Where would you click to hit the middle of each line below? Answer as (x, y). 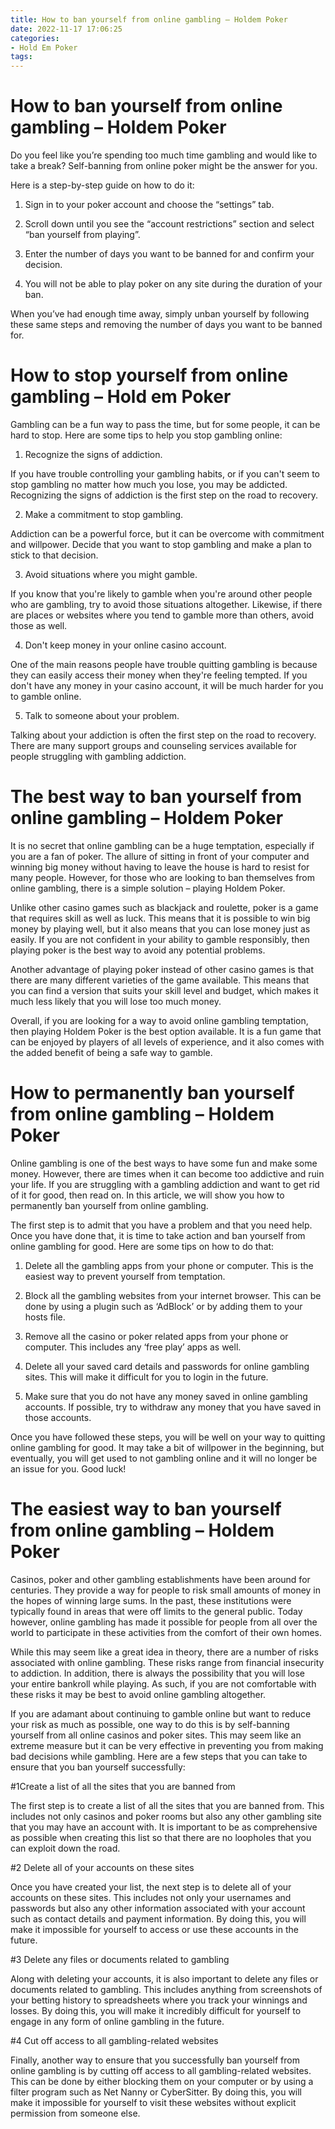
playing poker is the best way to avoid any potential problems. (138, 950)
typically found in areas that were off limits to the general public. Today (156, 1611)
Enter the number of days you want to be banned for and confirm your (169, 254)
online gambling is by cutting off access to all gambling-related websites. (161, 2070)
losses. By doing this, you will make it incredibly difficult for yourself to (156, 2010)
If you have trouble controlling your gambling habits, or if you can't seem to (165, 474)
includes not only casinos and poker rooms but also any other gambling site (166, 1816)
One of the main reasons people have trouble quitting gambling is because (164, 664)
